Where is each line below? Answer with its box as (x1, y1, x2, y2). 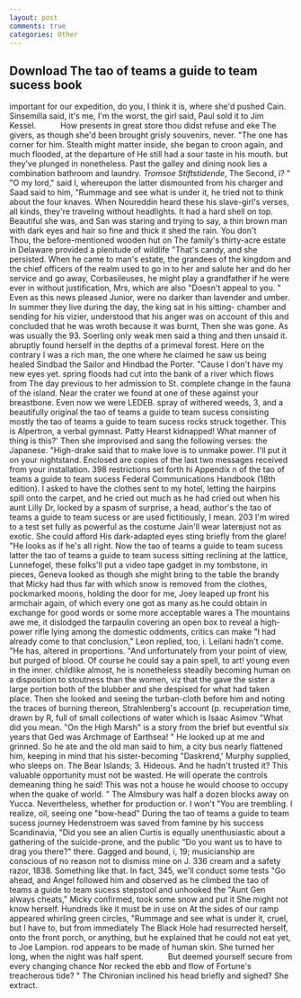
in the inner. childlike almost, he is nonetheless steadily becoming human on (9, 664, 291, 675)
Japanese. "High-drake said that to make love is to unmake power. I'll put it (9, 445, 288, 456)
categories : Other (9, 30, 78, 39)
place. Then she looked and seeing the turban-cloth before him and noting (9, 693, 286, 704)
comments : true (9, 22, 66, 31)
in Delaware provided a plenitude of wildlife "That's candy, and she (9, 245, 258, 255)
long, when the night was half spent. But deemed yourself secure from (9, 951, 293, 962)
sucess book (9, 77, 83, 93)
